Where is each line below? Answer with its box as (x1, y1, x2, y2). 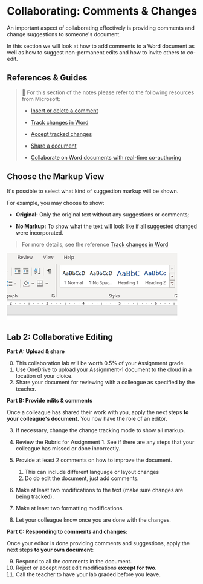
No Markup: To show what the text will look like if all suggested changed (15, 222, 197, 230)
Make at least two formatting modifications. (15, 505, 124, 512)
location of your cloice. (15, 372, 73, 380)
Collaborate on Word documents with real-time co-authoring (30, 154, 182, 161)
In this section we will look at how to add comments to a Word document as (7, 42, 195, 50)
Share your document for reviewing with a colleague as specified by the (15, 379, 195, 386)
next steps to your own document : (7, 546, 94, 554)
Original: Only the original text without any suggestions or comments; (15, 210, 190, 218)
